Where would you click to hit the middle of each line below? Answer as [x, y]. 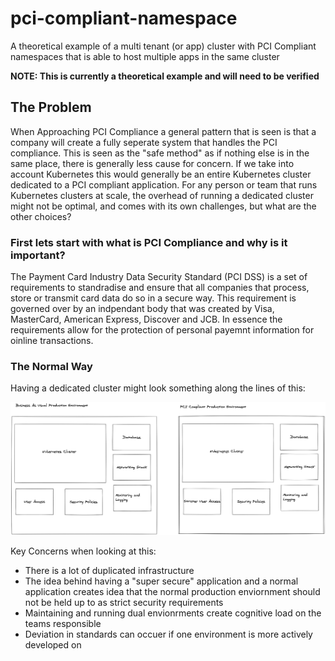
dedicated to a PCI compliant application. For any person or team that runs [164, 184]
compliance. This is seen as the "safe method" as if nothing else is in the [160, 153]
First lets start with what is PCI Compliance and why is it [149, 242]
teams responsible [63, 624]
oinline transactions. [52, 341]
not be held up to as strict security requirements [124, 603]
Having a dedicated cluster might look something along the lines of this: [158, 388]
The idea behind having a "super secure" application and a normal [161, 581]
